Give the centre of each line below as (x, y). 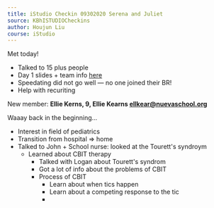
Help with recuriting (46, 90)
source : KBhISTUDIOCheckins (49, 21)
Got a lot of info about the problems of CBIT (103, 169)
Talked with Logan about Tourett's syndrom (102, 162)
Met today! (23, 54)
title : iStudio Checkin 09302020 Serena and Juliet (85, 14)
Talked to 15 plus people (53, 67)
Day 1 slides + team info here (60, 75)
